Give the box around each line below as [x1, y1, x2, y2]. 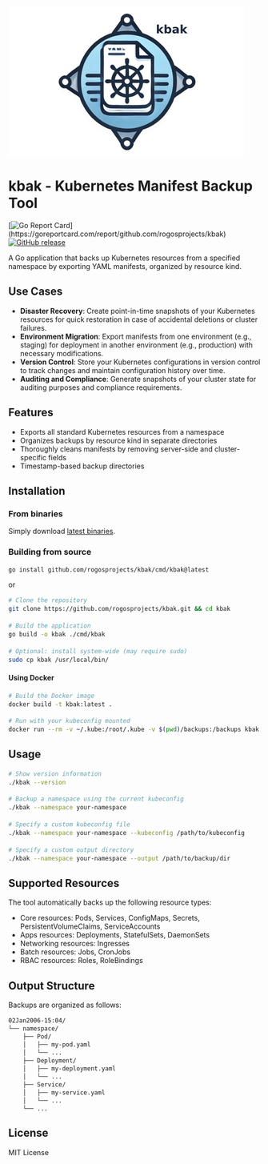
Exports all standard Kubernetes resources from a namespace [19, 427, 225, 436]
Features [8, 406, 54, 419]
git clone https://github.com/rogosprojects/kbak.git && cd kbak [8, 605, 230, 613]
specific [19, 452, 46, 462]
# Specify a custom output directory [8, 845, 134, 854]
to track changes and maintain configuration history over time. [19, 365, 226, 375]
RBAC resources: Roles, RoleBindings [19, 956, 144, 965]
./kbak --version [8, 778, 66, 786]
